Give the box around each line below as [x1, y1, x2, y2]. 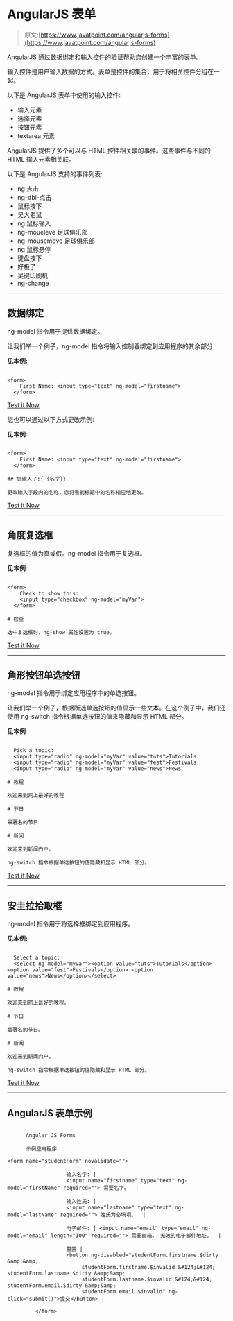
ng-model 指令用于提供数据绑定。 [7, 327, 104, 335]
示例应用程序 [25, 1145, 58, 1152]
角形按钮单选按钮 [7, 669, 80, 681]
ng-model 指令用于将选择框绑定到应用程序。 [7, 920, 135, 928]
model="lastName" [7, 1211, 58, 1218]
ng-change [17, 279, 50, 287]
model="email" [7, 1232, 49, 1239]
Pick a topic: [13, 747, 54, 754]
